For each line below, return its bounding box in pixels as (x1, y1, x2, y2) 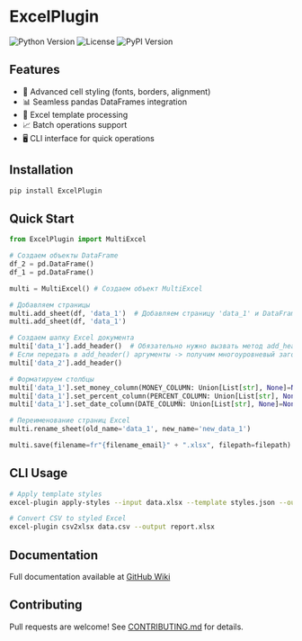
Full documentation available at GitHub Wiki (9, 572, 171, 582)
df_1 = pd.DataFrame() (9, 267, 94, 276)
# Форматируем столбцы (9, 375, 94, 384)
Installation (9, 162, 74, 177)
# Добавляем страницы (9, 300, 91, 310)
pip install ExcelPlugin (9, 186, 102, 195)
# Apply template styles (9, 489, 102, 499)
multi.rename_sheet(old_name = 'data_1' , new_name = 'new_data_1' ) (9, 425, 252, 434)
